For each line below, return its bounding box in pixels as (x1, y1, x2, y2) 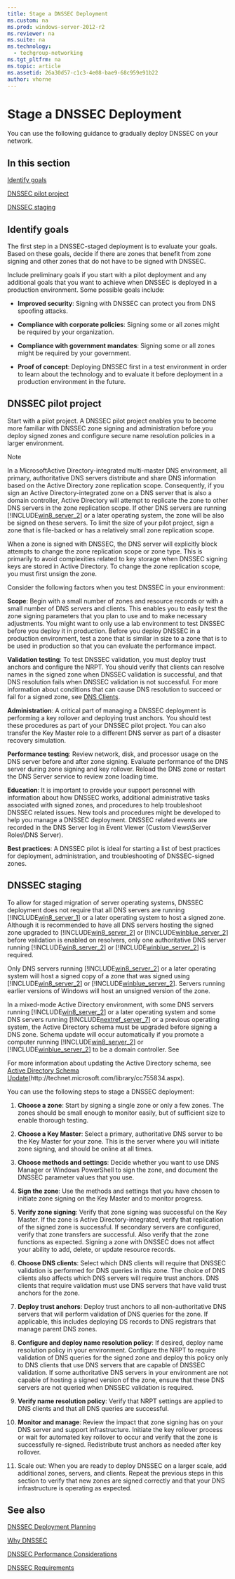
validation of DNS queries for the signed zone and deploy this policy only (17, 1353, 229, 1362)
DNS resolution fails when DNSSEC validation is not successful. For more (7, 677, 219, 686)
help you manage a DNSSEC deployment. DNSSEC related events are (7, 815, 208, 824)
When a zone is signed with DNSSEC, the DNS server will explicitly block (7, 539, 217, 548)
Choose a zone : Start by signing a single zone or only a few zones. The (17, 1101, 224, 1109)
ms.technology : (7, 43, 52, 50)
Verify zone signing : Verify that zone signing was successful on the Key (17, 1208, 227, 1216)
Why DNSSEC (7, 1536, 48, 1545)
